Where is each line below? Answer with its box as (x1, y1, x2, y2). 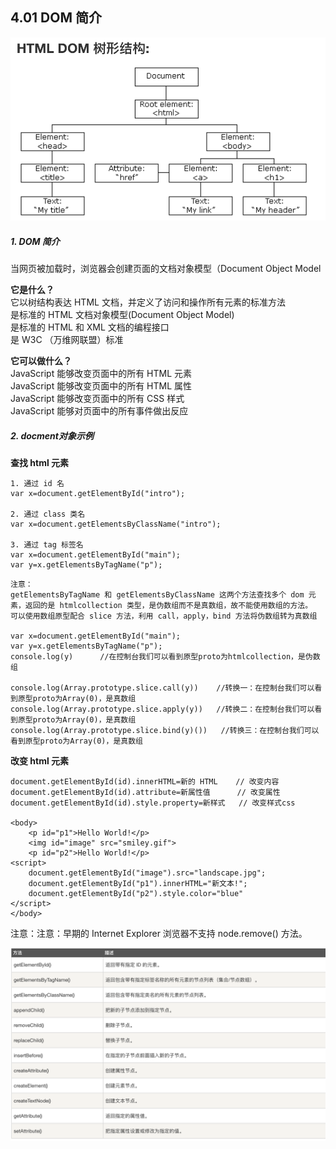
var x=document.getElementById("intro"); (10, 489, 186, 499)
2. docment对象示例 (10, 429, 94, 442)
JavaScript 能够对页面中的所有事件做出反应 (10, 405, 189, 417)
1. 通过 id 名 (10, 479, 65, 489)
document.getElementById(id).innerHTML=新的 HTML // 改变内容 (10, 777, 280, 787)
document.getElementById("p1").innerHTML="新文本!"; (28, 879, 248, 889)
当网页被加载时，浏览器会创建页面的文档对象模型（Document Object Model (10, 263, 322, 275)
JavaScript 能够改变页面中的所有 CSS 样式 (10, 393, 185, 405)
